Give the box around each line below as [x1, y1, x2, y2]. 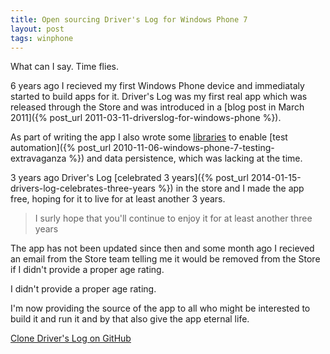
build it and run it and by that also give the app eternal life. [10, 313, 250, 325]
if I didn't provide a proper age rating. [10, 264, 165, 276]
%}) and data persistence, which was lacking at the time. [68, 152, 303, 165]
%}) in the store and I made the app [157, 182, 305, 195]
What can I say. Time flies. [10, 61, 119, 73]
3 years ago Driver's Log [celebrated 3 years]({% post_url [10, 172, 249, 184]
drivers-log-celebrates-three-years [10, 182, 156, 195]
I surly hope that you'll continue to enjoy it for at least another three [34, 212, 313, 225]
